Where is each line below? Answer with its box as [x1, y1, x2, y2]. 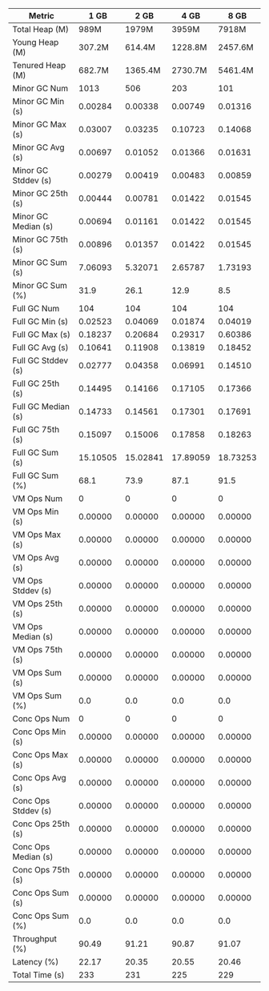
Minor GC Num [12, 83, 69, 94]
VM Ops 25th [12, 598, 63, 609]
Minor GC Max [12, 119, 66, 130]
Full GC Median [12, 401, 70, 411]
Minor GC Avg [12, 142, 66, 153]
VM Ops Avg [12, 552, 60, 563]
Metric [28, 10, 54, 21]
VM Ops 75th [12, 644, 63, 655]
